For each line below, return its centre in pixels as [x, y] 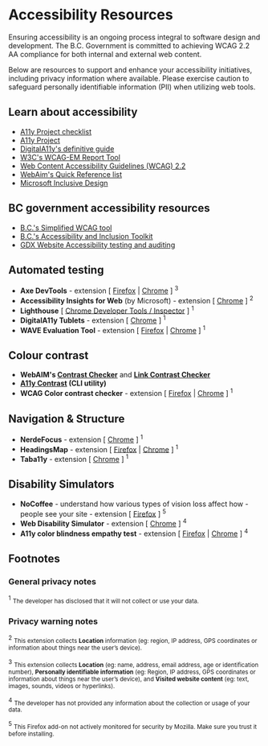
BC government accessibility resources [109, 208]
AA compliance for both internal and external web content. [105, 54]
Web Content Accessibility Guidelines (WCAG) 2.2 [103, 166]
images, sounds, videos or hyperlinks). [62, 686]
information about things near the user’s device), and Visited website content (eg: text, [129, 679]
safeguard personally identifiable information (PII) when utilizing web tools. [132, 87]
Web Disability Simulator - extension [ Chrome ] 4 [103, 523]
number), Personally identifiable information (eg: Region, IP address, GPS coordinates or [132, 672]
